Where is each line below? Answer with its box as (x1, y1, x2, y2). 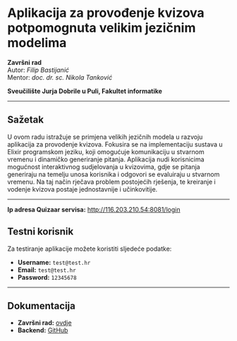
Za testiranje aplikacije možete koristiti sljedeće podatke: (7, 244, 172, 253)
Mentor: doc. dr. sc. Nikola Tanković (7, 73, 113, 82)
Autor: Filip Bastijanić (7, 66, 69, 74)
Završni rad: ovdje (17, 318, 72, 327)
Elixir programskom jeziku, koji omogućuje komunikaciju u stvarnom (7, 147, 205, 156)
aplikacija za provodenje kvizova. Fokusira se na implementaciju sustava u (7, 139, 224, 149)
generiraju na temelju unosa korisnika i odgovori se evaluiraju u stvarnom (7, 170, 220, 178)
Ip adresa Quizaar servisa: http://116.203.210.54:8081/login (7, 205, 181, 213)
